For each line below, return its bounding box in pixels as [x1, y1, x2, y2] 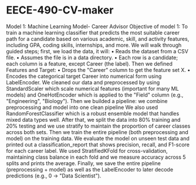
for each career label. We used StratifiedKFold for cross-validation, [6, 147, 168, 154]
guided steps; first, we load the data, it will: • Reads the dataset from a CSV [6, 47, 189, 54]
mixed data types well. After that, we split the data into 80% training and [6, 116, 181, 123]
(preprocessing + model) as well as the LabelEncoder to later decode [6, 166, 174, 173]
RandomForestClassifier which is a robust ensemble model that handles [6, 109, 180, 117]
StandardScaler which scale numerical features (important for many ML [6, 85, 179, 92]
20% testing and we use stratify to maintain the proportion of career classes [6, 122, 191, 129]
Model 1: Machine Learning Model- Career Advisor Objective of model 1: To [6, 23, 188, 30]
